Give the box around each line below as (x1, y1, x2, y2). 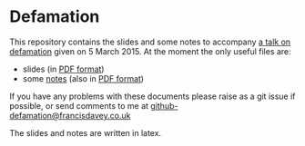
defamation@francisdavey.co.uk (9, 110, 131, 121)
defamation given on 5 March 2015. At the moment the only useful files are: (9, 45, 291, 56)
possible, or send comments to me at (9, 100, 148, 111)
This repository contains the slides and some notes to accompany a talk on (9, 36, 291, 47)
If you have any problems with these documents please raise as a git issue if (9, 91, 296, 102)
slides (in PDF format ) (22, 63, 105, 74)
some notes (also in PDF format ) (22, 73, 144, 83)
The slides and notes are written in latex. (9, 127, 162, 138)
